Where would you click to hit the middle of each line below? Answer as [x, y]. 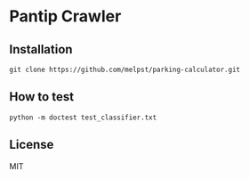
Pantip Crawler [65, 16]
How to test [41, 97]
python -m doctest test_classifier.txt [83, 118]
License [32, 145]
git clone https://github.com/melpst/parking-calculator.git [125, 69]
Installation [41, 49]
